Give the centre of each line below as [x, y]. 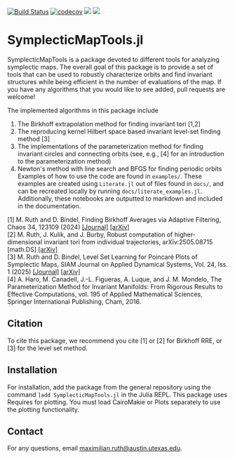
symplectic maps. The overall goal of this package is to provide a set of [110, 67]
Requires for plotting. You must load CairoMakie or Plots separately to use [114, 402]
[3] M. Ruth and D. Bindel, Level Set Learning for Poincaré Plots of [102, 257]
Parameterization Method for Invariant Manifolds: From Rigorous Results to [115, 286]
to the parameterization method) [64, 161]
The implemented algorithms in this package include [83, 110]
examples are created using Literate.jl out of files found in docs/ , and [121, 183]
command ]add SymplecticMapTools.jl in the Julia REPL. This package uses [117, 394]
